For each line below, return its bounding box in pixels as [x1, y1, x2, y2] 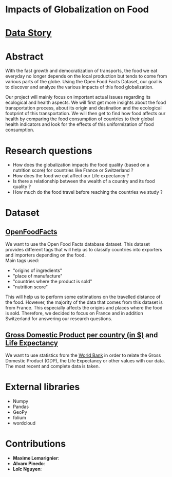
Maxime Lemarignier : [12, 455, 60, 461]
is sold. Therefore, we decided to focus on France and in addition [5, 310, 143, 317]
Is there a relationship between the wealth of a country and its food [12, 178, 155, 185]
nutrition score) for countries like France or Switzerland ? [12, 167, 133, 173]
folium [12, 415, 27, 420]
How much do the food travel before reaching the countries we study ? [12, 189, 163, 195]
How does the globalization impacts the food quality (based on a [12, 162, 150, 168]
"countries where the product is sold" [12, 279, 92, 285]
